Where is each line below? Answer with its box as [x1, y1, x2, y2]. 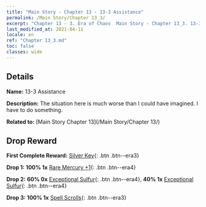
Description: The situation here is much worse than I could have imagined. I [6, 99, 198, 107]
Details [6, 72, 34, 82]
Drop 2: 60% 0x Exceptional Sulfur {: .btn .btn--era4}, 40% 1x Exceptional [6, 176, 194, 183]
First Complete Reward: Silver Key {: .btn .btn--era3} [6, 152, 140, 159]
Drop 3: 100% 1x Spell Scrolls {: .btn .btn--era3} [6, 194, 127, 201]
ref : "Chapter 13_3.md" [6, 37, 67, 43]
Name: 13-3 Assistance [6, 88, 66, 95]
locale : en [6, 32, 34, 38]
